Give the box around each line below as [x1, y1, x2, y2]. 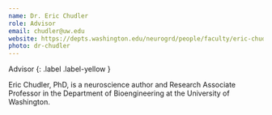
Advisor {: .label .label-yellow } [8, 64, 111, 74]
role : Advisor [8, 19, 57, 28]
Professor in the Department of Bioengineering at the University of [8, 88, 230, 98]
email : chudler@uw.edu [8, 27, 85, 35]
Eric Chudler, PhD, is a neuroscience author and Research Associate [8, 80, 236, 90]
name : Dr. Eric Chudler [8, 11, 89, 20]
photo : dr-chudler [8, 42, 70, 50]
